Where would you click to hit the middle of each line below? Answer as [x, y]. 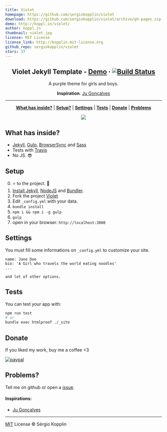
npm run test [19, 313]
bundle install [28, 207]
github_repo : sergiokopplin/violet [42, 47]
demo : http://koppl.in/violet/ [38, 24]
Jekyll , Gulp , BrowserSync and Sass [49, 145]
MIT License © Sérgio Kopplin [36, 424]
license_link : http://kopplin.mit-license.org [54, 42]
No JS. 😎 [22, 156]
